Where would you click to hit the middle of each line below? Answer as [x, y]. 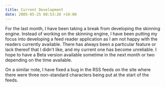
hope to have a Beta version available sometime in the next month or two [80, 54]
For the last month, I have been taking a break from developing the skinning [83, 28]
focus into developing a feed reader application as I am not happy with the [82, 39]
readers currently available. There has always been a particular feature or [81, 44]
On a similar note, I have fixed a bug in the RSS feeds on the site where [78, 69]
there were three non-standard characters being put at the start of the [77, 75]
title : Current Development [34, 10]
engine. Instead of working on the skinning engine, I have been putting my [81, 34]
